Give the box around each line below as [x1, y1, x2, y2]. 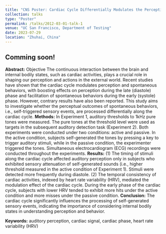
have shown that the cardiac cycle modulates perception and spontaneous [5, 82, 157, 88]
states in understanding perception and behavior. [5, 208, 105, 214]
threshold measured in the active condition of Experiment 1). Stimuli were [5, 166, 154, 172]
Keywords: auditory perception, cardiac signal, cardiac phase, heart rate [5, 218, 154, 224]
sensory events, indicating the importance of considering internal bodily [5, 203, 152, 209]
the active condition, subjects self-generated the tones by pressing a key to [5, 135, 159, 140]
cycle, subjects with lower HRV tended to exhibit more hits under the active [5, 187, 158, 193]
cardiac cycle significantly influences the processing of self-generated [5, 197, 149, 203]
